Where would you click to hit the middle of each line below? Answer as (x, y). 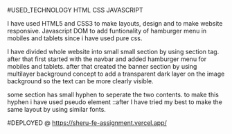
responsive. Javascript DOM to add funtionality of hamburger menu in (107, 31)
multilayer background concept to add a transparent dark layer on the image (116, 74)
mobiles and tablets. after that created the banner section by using (102, 66)
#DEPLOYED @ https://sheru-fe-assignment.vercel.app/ (87, 123)
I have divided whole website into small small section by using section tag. (113, 52)
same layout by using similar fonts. (56, 109)
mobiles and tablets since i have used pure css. (75, 38)
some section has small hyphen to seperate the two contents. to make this (113, 94)
